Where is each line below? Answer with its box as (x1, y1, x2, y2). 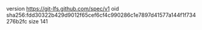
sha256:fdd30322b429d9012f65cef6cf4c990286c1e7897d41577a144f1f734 (6, 11, 196, 19)
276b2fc (6, 18, 27, 25)
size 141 (28, 18, 49, 25)
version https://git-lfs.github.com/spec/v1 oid (6, 5, 120, 12)
